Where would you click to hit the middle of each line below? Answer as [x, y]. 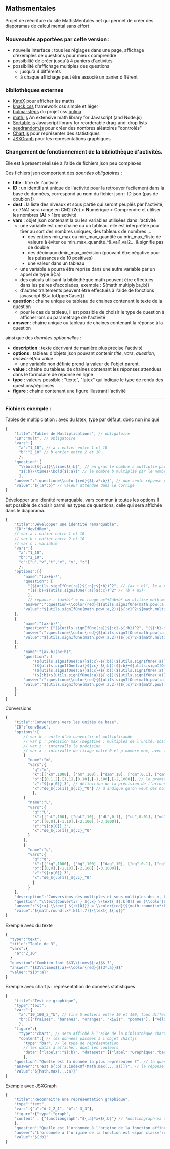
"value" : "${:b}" [32, 1137]
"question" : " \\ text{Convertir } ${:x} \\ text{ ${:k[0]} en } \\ [82, 901]
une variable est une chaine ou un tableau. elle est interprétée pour [90, 225]
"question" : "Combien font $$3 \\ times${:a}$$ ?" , [62, 963]
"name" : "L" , [40, 802]
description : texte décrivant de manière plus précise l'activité [77, 348]
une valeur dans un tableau [56, 263]
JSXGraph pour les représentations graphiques [62, 139]
